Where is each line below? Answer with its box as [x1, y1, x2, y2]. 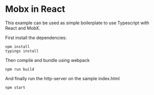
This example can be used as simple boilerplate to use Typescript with [5, 20, 150, 26]
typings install [5, 48, 39, 53]
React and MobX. [5, 25, 41, 31]
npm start [5, 85, 26, 90]
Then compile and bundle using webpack [5, 57, 90, 63]
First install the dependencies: [5, 35, 67, 41]
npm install [5, 44, 30, 49]
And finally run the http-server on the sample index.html [5, 75, 120, 81]
